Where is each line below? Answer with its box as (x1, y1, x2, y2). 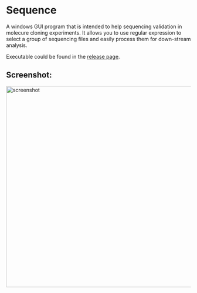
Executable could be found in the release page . (6, 53, 120, 60)
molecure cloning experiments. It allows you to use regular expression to (6, 29, 182, 36)
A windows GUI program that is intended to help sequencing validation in (6, 23, 182, 30)
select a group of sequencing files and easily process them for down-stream (6, 35, 191, 42)
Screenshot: (6, 70, 52, 80)
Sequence (6, 4, 57, 17)
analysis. (6, 42, 28, 49)
